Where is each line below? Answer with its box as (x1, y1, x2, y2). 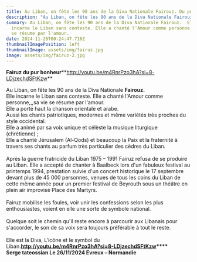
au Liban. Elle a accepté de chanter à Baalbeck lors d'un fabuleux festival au (6, 161, 191, 168)
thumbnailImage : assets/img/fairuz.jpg (6, 47, 104, 53)
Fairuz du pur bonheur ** (6, 68, 67, 75)
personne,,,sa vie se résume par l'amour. (6, 98, 105, 106)
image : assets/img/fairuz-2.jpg (6, 52, 85, 58)
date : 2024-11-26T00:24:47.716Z (6, 36, 85, 42)
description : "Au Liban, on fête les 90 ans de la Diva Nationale (6, 14, 172, 20)
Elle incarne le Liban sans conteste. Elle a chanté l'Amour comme (6, 92, 163, 100)
